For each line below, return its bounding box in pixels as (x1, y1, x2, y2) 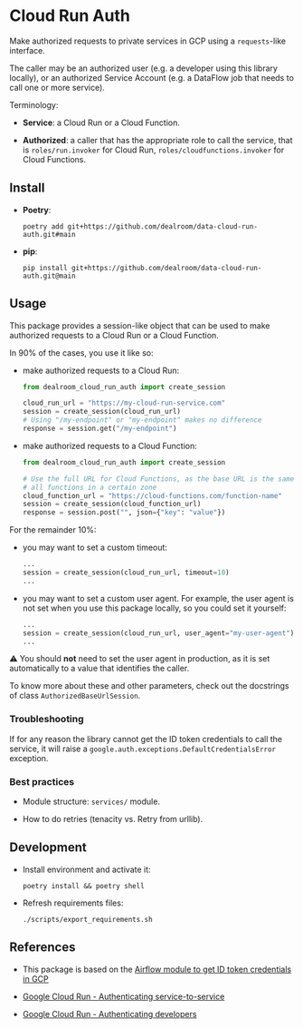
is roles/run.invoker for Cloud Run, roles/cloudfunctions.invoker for (22, 144, 285, 155)
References (9, 940, 76, 955)
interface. (9, 44, 45, 55)
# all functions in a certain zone (22, 483, 157, 492)
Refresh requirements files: (22, 897, 124, 908)
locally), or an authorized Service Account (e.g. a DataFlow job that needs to (9, 72, 294, 83)
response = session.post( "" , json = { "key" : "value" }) (22, 508, 226, 517)
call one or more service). (9, 82, 106, 93)
